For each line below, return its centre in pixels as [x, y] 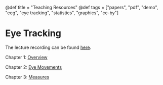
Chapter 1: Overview [26, 57]
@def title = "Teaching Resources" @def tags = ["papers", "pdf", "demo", [82, 7]
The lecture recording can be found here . [48, 47]
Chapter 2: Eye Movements [34, 67]
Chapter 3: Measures [27, 77]
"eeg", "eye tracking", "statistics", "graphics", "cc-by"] [62, 13]
